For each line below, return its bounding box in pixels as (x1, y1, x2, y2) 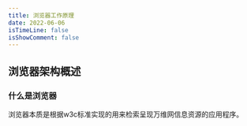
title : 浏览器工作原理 (8, 11, 75, 20)
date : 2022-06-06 (8, 19, 65, 27)
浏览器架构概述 (8, 65, 81, 78)
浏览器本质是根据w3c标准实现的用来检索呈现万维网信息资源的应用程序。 (8, 109, 244, 119)
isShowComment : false (8, 33, 80, 42)
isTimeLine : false (8, 26, 69, 34)
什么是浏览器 (8, 90, 58, 101)
